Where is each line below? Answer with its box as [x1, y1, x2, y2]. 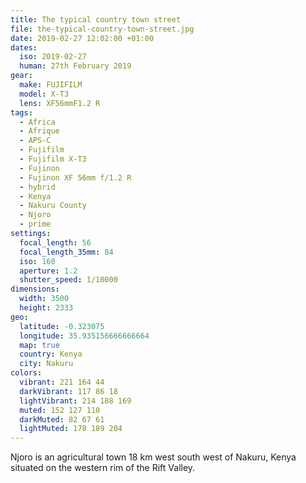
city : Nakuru [19, 359, 74, 369]
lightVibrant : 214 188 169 [19, 396, 132, 406]
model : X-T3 [19, 89, 70, 99]
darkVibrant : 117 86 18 [19, 386, 118, 396]
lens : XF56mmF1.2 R [19, 98, 101, 108]
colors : [10, 368, 43, 378]
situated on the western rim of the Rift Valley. [10, 462, 196, 474]
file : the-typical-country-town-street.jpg [10, 24, 195, 34]
